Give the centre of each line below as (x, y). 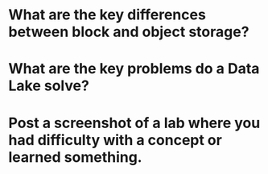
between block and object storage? (129, 32)
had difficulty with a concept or (115, 140)
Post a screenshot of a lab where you (134, 123)
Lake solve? (49, 86)
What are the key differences (107, 15)
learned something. (75, 157)
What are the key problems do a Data (134, 69)
